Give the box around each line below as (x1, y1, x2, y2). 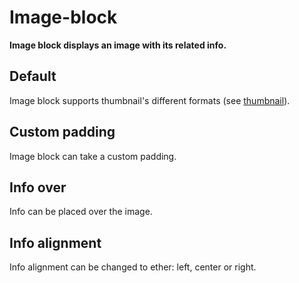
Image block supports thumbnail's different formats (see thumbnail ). (9, 94, 291, 106)
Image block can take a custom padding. (9, 150, 177, 162)
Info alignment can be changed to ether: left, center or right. (9, 261, 257, 273)
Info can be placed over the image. (9, 206, 153, 218)
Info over (9, 179, 67, 196)
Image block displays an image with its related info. (9, 39, 227, 51)
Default (9, 68, 57, 85)
